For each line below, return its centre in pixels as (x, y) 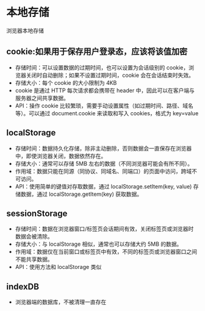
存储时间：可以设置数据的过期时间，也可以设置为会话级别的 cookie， (102, 67)
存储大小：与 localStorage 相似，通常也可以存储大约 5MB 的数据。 (99, 244)
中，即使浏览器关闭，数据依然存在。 (61, 155)
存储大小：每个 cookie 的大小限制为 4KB (66, 82)
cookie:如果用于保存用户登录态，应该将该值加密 (97, 52)
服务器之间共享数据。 (42, 98)
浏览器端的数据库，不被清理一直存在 (61, 302)
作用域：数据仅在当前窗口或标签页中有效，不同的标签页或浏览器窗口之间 (106, 252)
